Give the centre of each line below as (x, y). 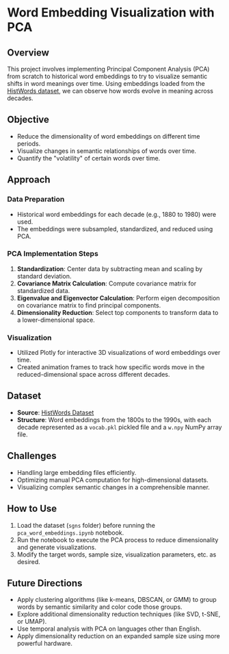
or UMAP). (32, 622)
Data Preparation (36, 199)
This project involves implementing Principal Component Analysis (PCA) (108, 69)
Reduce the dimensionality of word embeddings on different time (108, 136)
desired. (29, 561)
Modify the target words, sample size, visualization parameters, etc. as (117, 554)
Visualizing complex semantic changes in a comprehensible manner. (113, 487)
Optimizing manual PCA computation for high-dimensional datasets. (112, 480)
